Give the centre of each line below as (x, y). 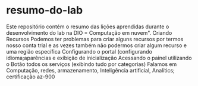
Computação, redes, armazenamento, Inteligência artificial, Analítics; (90, 70)
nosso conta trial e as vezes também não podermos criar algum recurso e (97, 45)
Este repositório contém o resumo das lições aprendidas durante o (88, 27)
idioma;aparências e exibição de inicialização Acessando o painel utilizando (99, 58)
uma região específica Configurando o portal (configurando (79, 51)
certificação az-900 (31, 77)
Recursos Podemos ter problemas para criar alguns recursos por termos (95, 39)
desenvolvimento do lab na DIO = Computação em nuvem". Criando (89, 32)
